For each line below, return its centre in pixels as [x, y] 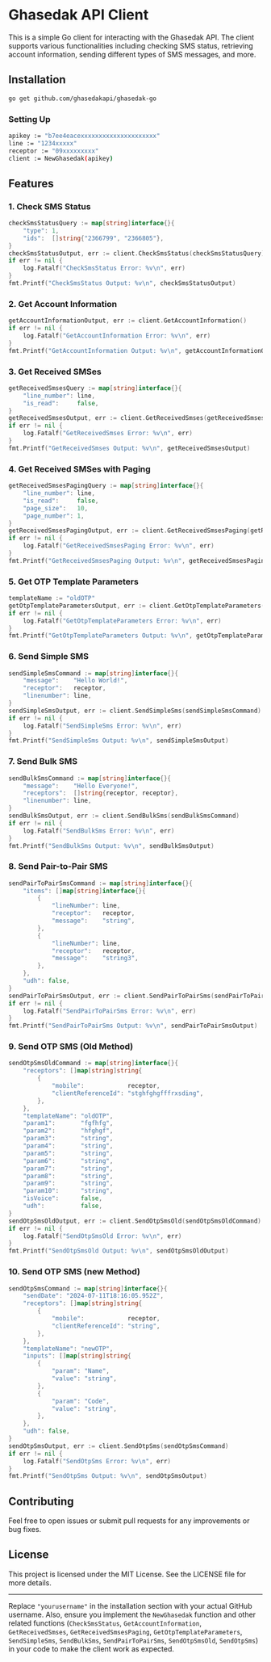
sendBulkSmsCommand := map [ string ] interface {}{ [90, 778]
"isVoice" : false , [63, 1198]
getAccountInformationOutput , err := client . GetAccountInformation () [128, 321]
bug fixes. [25, 1530]
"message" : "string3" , [95, 959]
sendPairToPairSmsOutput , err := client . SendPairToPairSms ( [112, 996]
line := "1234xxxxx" [43, 143]
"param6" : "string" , [68, 1160]
